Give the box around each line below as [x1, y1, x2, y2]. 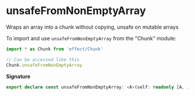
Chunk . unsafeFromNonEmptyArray [6, 62, 83, 68]
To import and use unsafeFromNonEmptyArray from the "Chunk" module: [6, 35, 177, 42]
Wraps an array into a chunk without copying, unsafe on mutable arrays [6, 23, 179, 30]
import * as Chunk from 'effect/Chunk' [6, 46, 104, 52]
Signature [6, 73, 31, 80]
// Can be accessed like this [6, 57, 80, 63]
